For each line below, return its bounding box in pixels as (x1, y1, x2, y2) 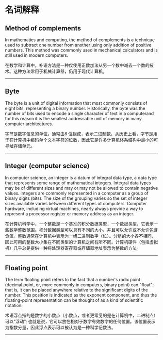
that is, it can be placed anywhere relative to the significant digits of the (5, 287, 148, 293)
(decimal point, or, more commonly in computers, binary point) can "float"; (5, 282, 154, 288)
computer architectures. (5, 121, 53, 127)
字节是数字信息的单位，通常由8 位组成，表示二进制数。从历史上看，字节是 (5, 130, 154, 136)
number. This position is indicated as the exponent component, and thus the (5, 292, 157, 298)
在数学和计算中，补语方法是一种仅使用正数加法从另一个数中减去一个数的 (5, 63, 149, 68)
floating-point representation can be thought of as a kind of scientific (5, 297, 143, 303)
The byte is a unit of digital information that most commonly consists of (5, 100, 147, 106)
